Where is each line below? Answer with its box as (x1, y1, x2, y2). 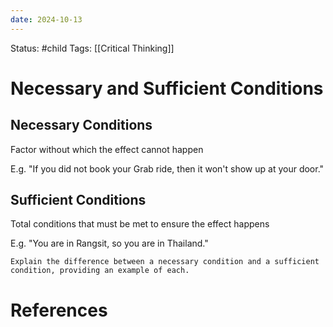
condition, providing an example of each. (10, 266, 190, 276)
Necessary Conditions (10, 117, 153, 134)
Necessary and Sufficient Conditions (10, 77, 324, 100)
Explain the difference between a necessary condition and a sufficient (10, 257, 320, 267)
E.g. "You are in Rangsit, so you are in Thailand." (10, 237, 209, 250)
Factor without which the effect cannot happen (10, 143, 204, 155)
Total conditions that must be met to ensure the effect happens (10, 218, 270, 230)
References (10, 299, 108, 321)
